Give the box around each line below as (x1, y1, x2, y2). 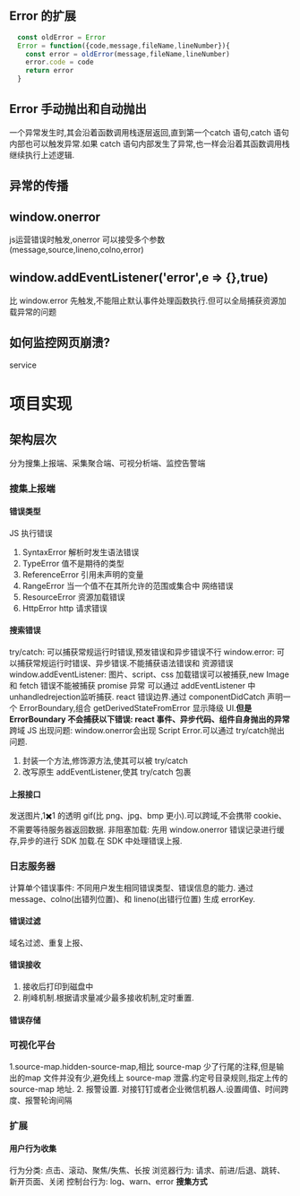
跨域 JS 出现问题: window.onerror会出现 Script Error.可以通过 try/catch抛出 (9, 725, 285, 736)
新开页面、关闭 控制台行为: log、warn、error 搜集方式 (9, 1175, 208, 1186)
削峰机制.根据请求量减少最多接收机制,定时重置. (21, 992, 194, 1002)
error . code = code (25, 57, 94, 67)
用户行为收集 (9, 1143, 56, 1154)
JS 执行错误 (9, 527, 53, 538)
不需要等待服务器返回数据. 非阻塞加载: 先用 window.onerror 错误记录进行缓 (9, 824, 285, 836)
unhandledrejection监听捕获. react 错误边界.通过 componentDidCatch (9, 691, 266, 702)
